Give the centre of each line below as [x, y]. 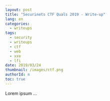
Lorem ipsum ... [21, 93]
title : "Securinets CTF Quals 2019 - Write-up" [55, 14]
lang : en [14, 19]
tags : [11, 33]
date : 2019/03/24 [23, 65]
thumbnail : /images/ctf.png [34, 70]
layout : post [19, 10]
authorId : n [17, 75]
